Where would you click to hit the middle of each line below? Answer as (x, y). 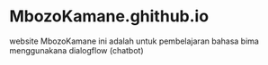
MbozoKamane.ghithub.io (109, 16)
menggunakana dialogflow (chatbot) (76, 50)
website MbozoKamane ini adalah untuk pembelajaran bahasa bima (134, 41)
